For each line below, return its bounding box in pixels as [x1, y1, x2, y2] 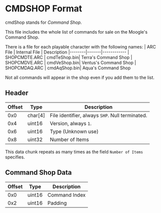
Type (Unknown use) [49, 128, 99, 135]
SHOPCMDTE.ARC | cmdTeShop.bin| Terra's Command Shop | [5, 54, 132, 60]
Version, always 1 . [49, 120, 92, 127]
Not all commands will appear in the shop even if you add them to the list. [5, 74, 155, 80]
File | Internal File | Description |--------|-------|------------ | [5, 49, 129, 55]
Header [5, 89, 29, 97]
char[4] [27, 112, 45, 119]
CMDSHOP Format [5, 3, 82, 14]
